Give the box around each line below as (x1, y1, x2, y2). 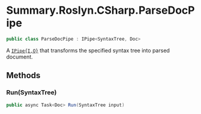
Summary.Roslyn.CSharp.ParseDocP (6, 4, 195, 17)
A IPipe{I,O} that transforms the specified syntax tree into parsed (6, 47, 170, 54)
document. (6, 53, 33, 60)
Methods (6, 70, 41, 81)
